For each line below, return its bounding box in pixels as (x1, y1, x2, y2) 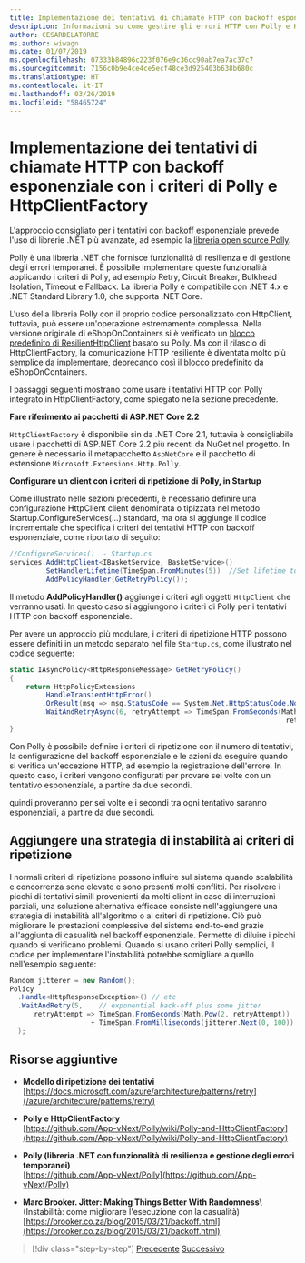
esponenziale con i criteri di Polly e (9, 175, 279, 196)
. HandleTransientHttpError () (42, 690, 152, 700)
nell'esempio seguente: (9, 958, 97, 969)
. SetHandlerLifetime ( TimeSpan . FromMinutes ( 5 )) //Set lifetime (42, 566, 286, 576)
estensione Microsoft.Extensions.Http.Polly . (9, 458, 182, 469)
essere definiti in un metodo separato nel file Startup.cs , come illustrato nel (9, 637, 292, 648)
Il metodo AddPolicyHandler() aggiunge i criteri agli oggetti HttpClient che (9, 591, 291, 602)
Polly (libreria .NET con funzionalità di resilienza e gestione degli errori (22, 1149, 295, 1160)
